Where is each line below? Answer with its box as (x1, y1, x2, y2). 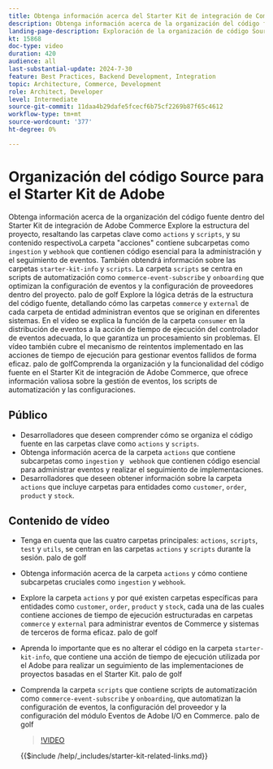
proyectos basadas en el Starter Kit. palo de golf (19, 669, 183, 679)
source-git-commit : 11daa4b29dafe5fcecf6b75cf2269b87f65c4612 (8, 103, 223, 111)
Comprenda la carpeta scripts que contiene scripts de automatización (19, 685, 258, 695)
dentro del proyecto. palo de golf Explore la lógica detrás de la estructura (8, 290, 253, 299)
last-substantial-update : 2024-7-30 (8, 65, 132, 73)
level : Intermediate (8, 95, 79, 103)
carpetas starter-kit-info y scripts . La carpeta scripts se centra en (8, 264, 243, 273)
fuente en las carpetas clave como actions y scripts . (19, 439, 200, 448)
